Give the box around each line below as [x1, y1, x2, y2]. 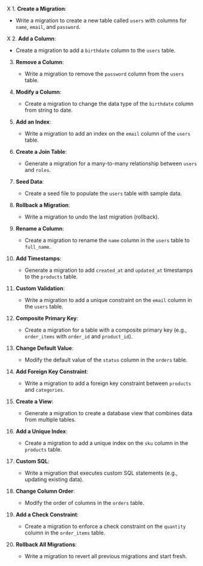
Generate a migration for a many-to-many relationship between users [24, 160, 198, 167]
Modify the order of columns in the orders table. [24, 499, 144, 506]
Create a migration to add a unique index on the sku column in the [24, 439, 188, 447]
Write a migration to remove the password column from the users [24, 70, 184, 77]
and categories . [24, 386, 65, 393]
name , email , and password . [15, 24, 81, 30]
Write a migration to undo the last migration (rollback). [24, 213, 159, 220]
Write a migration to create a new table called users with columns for [15, 17, 187, 24]
